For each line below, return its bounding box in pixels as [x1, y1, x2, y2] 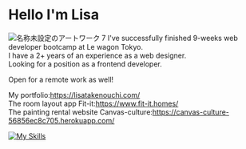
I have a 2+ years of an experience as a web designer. [8, 50, 187, 60]
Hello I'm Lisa [8, 6, 100, 24]
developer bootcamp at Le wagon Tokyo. [8, 42, 144, 51]
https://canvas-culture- [152, 107, 230, 117]
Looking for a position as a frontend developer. [8, 58, 162, 69]
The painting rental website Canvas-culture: [8, 107, 153, 117]
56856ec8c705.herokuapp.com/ [8, 115, 115, 125]
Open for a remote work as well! [8, 74, 114, 84]
